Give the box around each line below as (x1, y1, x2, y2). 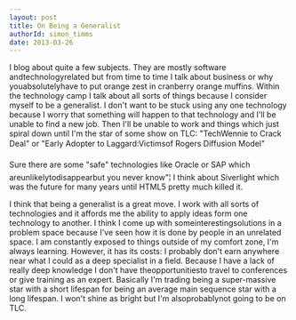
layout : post (9, 12, 58, 22)
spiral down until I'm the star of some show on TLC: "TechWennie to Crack (9, 128, 282, 139)
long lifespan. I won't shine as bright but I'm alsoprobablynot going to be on (9, 293, 286, 304)
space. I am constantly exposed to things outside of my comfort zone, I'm (9, 236, 279, 247)
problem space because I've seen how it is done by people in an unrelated (9, 228, 282, 238)
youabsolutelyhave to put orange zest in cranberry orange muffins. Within (9, 81, 280, 92)
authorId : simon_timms (9, 29, 93, 38)
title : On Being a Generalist (9, 21, 122, 30)
